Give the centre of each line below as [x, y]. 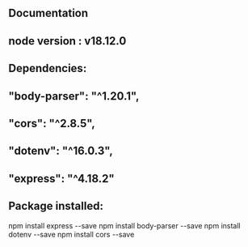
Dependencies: [48, 68]
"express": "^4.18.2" [61, 179]
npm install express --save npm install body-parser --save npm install [124, 225]
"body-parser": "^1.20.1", [74, 96]
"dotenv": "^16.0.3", [61, 151]
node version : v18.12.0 [67, 41]
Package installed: [56, 206]
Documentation [48, 13]
